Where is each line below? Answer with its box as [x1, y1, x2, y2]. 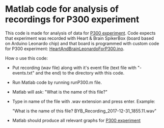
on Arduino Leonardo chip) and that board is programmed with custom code [5, 40, 160, 46]
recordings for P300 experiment [5, 14, 139, 25]
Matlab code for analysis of [5, 3, 119, 15]
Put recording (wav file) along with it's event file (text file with [12, 65, 137, 71]
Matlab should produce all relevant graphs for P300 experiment [12, 117, 141, 123]
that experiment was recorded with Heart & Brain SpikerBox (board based [5, 35, 154, 41]
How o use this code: [5, 55, 48, 61]
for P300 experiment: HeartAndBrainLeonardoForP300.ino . [5, 46, 125, 51]
